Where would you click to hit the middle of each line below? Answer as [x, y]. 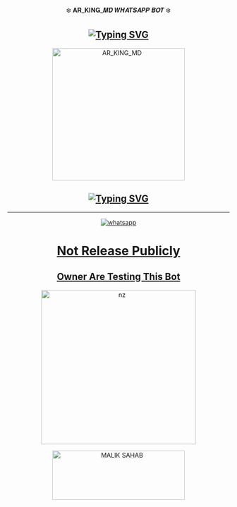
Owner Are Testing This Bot [119, 277]
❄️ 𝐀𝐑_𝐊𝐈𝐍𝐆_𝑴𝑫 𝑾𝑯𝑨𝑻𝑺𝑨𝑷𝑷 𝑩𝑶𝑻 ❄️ [119, 10]
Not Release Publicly [119, 251]
